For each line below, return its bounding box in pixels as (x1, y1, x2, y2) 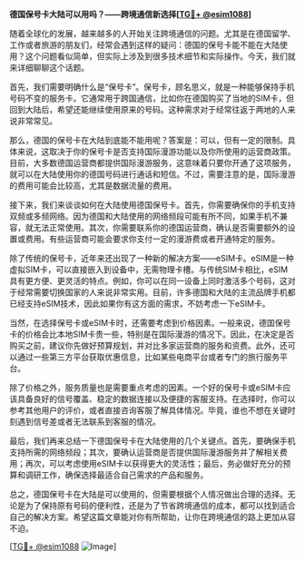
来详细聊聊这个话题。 (9, 63, 89, 73)
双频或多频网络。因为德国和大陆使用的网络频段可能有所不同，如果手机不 (9, 211, 280, 221)
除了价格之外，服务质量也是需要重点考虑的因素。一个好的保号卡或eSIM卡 (9, 382, 283, 393)
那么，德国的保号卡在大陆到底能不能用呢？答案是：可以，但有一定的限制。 (9, 135, 288, 145)
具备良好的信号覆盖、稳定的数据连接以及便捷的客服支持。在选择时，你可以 (16, 394, 296, 404)
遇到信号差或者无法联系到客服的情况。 (16, 417, 161, 427)
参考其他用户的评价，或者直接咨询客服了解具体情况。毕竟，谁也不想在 (9, 405, 272, 416)
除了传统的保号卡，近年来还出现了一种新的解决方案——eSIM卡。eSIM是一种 (9, 253, 295, 263)
